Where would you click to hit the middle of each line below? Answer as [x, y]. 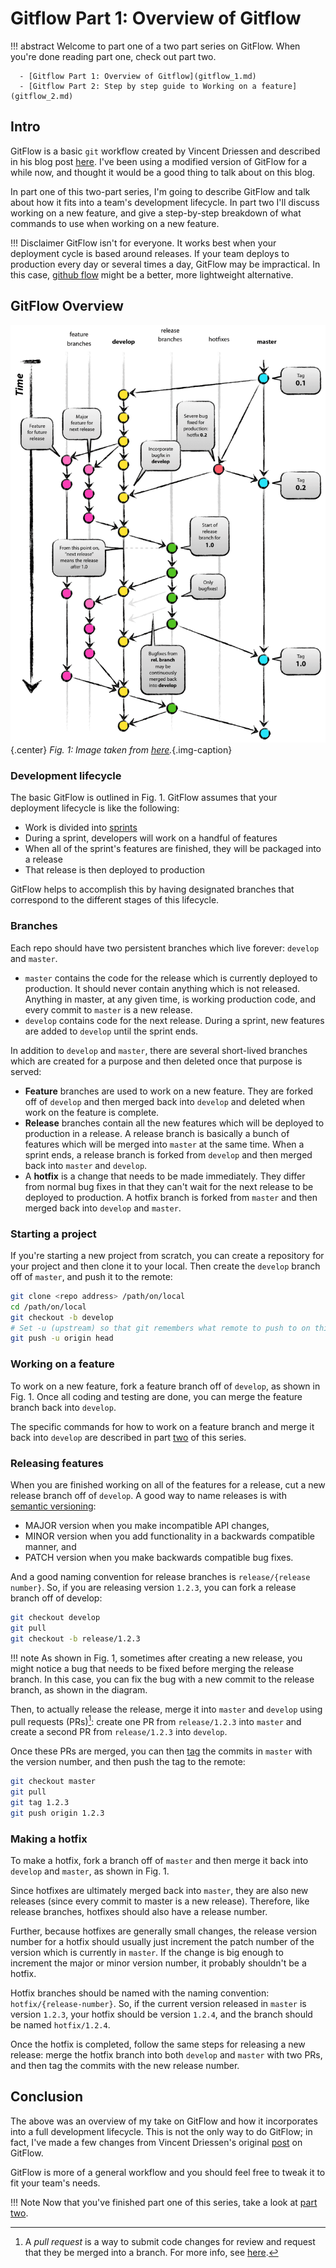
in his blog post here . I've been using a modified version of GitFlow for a [159, 161]
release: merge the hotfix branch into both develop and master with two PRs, [166, 2055]
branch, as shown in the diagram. [79, 1689]
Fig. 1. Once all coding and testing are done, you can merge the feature [156, 1396]
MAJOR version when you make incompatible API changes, [147, 1525]
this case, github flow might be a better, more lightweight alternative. [152, 274]
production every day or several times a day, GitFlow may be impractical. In [165, 264]
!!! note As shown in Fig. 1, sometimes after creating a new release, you [156, 1658]
